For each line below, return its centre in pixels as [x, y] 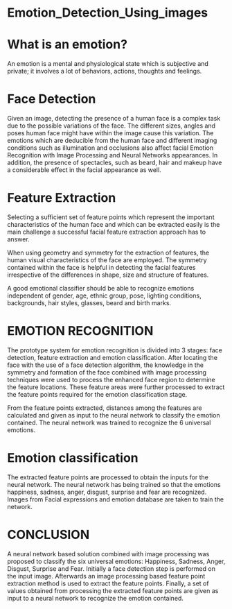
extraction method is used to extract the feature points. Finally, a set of [108, 583]
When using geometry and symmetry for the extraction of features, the [108, 252]
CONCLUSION [48, 535]
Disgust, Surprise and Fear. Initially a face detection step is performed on [111, 568]
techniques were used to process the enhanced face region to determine [111, 379]
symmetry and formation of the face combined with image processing [107, 372]
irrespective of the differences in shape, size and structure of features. [108, 275]
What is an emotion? [68, 45]
